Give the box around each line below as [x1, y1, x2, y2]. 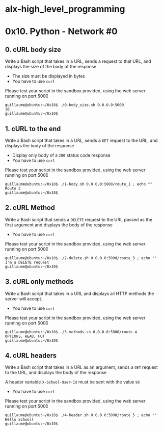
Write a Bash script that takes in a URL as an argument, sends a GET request [5, 364, 158, 370]
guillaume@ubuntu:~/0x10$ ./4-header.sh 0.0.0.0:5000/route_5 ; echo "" [5, 413, 157, 418]
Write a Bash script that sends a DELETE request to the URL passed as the [5, 216, 153, 222]
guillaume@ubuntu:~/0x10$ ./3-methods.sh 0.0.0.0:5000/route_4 [5, 329, 137, 334]
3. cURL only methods [5, 277, 74, 286]
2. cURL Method [5, 204, 55, 212]
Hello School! [5, 417, 34, 422]
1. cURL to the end [5, 124, 61, 133]
